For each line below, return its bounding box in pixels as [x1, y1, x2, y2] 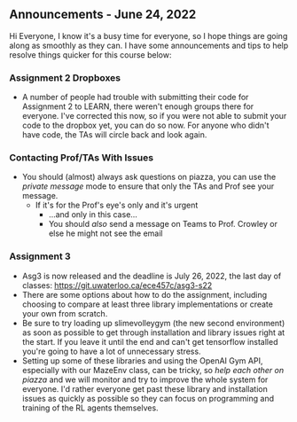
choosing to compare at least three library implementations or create [21, 299, 273, 309]
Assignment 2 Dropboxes [9, 71, 121, 83]
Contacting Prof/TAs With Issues [9, 152, 153, 164]
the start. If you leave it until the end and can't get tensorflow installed [21, 336, 278, 347]
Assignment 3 [9, 250, 71, 262]
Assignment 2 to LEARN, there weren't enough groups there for [21, 101, 254, 112]
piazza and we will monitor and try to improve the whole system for [21, 374, 269, 385]
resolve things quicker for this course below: [9, 49, 172, 60]
